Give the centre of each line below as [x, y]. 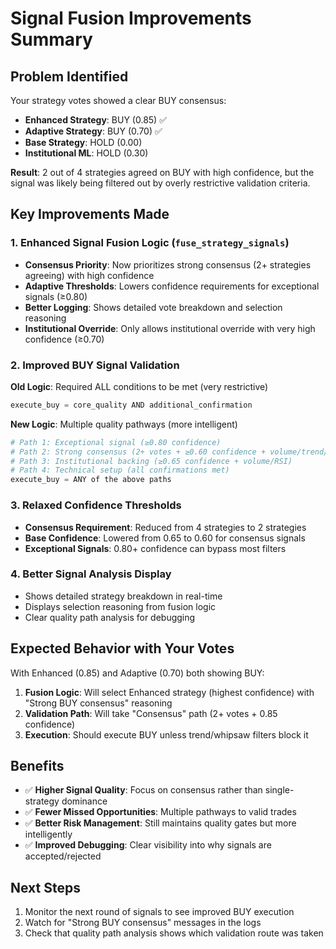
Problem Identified [69, 76]
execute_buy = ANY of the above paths [91, 480]
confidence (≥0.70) [64, 339]
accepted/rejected [63, 856]
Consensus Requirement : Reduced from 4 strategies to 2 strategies [165, 527]
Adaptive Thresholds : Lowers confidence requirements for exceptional [172, 286]
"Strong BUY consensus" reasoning [98, 703]
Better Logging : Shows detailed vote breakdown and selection [153, 307]
